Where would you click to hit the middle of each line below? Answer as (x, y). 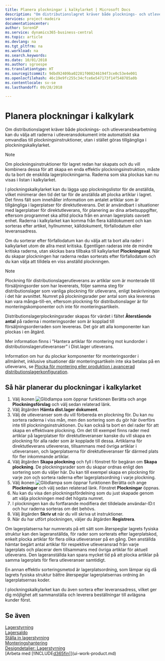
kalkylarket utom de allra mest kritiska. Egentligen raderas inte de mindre (79, 246)
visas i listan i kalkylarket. (31, 180)
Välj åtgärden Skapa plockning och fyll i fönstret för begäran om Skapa (84, 462)
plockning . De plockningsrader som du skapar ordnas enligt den (78, 467)
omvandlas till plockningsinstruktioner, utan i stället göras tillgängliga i (76, 140)
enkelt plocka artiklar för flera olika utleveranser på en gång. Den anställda (81, 539)
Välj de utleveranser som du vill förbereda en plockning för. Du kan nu (83, 415)
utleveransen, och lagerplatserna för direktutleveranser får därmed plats (85, 451)
